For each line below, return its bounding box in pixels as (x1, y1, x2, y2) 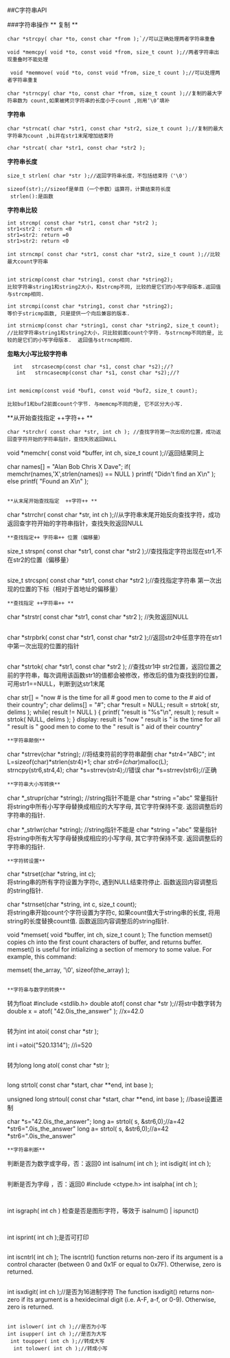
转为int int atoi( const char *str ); (7, 1027, 99, 1035)
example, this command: (7, 953, 77, 960)
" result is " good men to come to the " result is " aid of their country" (7, 723, 203, 730)
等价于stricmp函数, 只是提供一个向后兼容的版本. (7, 310, 130, 317)
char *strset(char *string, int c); (7, 870, 96, 877)
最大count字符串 (7, 258, 49, 265)
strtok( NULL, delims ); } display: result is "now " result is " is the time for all (7, 715, 221, 723)
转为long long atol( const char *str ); (7, 1061, 110, 1069)
